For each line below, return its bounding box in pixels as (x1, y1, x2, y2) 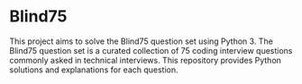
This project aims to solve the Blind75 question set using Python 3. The (9, 36, 273, 46)
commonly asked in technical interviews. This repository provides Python (9, 55, 282, 65)
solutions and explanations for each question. (9, 64, 178, 75)
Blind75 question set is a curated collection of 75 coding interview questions (9, 45, 293, 55)
